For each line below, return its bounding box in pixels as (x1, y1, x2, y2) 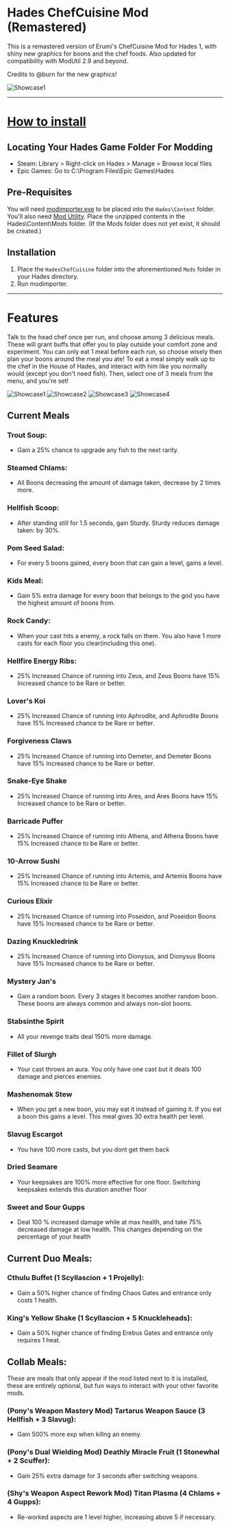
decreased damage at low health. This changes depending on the (16, 1225, 203, 1234)
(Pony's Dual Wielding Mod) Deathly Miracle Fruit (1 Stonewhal (7, 1448, 220, 1457)
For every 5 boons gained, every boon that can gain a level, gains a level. (16, 559, 223, 568)
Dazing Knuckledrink (7, 936, 79, 946)
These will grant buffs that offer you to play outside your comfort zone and (7, 340, 218, 348)
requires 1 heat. (16, 1336, 61, 1345)
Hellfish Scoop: (7, 503, 60, 513)
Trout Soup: (7, 430, 48, 440)
